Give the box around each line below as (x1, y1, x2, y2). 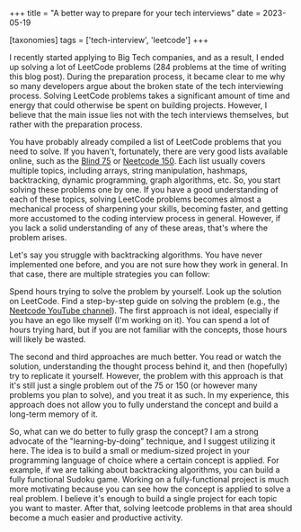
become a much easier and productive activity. (9, 512, 183, 523)
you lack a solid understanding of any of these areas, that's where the (9, 222, 269, 233)
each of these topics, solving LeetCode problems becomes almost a (9, 194, 262, 204)
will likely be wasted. (9, 334, 86, 345)
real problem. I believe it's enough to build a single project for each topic (9, 493, 278, 503)
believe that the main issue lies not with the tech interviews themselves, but (9, 110, 289, 120)
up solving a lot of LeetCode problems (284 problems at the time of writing (9, 62, 287, 72)
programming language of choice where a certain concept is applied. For (9, 455, 280, 465)
